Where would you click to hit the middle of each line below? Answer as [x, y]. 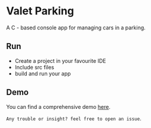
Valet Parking [40, 11]
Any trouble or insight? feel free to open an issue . [74, 118]
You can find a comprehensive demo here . [58, 106]
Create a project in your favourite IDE [60, 60]
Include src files [35, 67]
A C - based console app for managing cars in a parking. [76, 28]
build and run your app [43, 74]
